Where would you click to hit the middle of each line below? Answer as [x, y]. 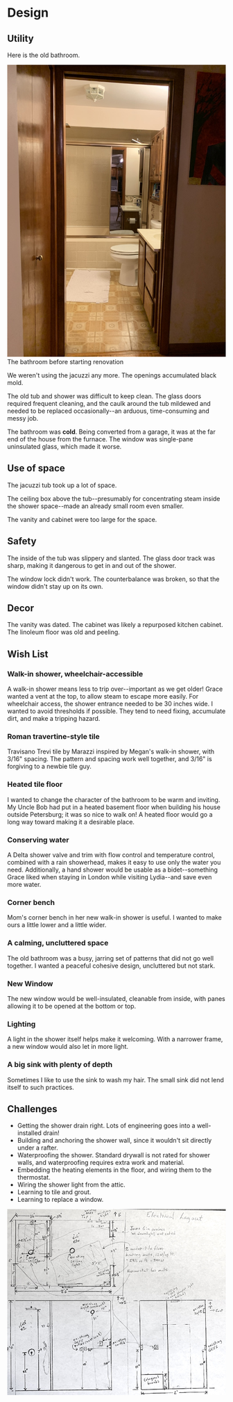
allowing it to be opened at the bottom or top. [72, 1006]
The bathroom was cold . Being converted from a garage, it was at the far [112, 432]
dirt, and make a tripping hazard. [54, 719]
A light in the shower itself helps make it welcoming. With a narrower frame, [115, 1039]
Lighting [21, 1024]
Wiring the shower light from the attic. [71, 1185]
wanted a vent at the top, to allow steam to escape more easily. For [103, 696]
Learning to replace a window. [60, 1200]
